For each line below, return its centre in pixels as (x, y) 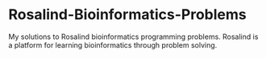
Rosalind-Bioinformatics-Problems (128, 15)
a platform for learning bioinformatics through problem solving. (113, 44)
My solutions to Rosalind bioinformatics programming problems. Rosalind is (133, 37)
